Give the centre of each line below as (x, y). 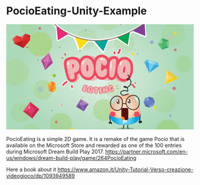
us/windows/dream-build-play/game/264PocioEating (71, 158)
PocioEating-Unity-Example (76, 11)
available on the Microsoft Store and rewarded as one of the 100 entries (94, 145)
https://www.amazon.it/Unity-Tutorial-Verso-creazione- (125, 169)
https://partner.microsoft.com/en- (146, 151)
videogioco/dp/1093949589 (41, 175)
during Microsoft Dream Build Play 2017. (55, 151)
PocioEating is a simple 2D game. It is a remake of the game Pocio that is (96, 139)
